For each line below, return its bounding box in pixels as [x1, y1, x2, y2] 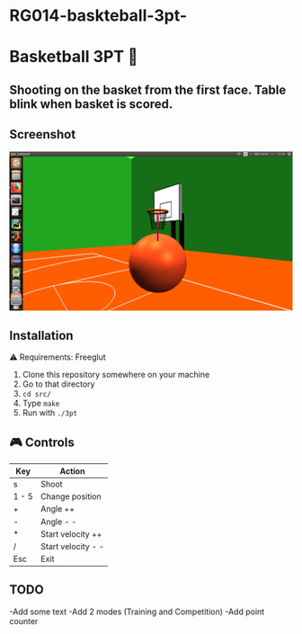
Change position [40, 491, 102, 502]
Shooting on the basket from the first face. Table [9, 82, 287, 97]
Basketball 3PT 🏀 [9, 47, 138, 67]
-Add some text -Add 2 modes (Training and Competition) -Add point [9, 606, 265, 617]
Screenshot [9, 127, 76, 142]
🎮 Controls [9, 434, 75, 450]
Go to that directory [22, 379, 95, 389]
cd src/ [22, 390, 51, 399]
